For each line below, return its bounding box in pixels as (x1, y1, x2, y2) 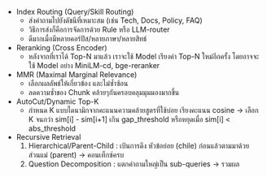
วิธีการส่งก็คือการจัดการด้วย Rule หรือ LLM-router (28, 24, 170, 34)
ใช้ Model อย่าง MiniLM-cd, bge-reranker (28, 61, 160, 70)
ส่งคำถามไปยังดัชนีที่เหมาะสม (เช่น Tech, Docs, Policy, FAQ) (28, 15, 204, 25)
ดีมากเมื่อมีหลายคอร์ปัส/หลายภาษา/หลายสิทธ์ (28, 34, 147, 43)
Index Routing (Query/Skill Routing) (15, 7, 134, 16)
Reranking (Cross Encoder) (15, 43, 107, 52)
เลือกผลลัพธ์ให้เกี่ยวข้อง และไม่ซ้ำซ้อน (28, 79, 129, 88)
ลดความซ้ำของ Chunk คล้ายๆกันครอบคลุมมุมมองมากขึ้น (28, 88, 180, 97)
